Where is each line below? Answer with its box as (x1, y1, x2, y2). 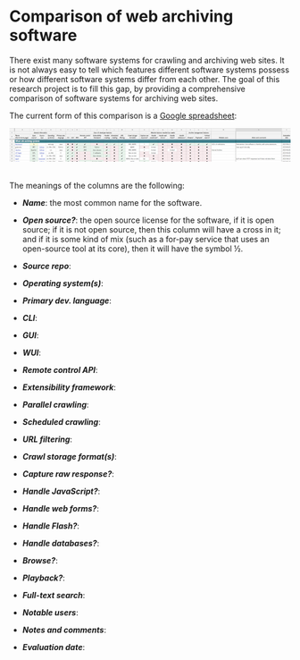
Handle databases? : (21, 538, 100, 549)
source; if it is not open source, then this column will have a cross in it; (21, 224, 281, 235)
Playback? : (21, 572, 65, 583)
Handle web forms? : (21, 503, 100, 514)
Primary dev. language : (21, 295, 112, 306)
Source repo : (21, 261, 71, 272)
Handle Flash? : (21, 520, 80, 531)
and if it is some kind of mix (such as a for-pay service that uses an (21, 234, 270, 245)
